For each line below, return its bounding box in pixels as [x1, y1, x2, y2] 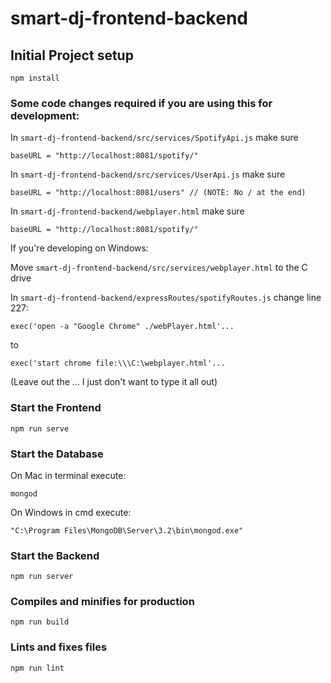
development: [10, 108, 80, 122]
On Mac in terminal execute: [10, 469, 127, 481]
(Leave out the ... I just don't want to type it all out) [10, 376, 218, 388]
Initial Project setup [10, 47, 134, 64]
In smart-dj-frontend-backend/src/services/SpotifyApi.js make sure [10, 132, 299, 144]
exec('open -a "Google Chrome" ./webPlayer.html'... [10, 322, 235, 332]
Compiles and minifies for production [10, 595, 195, 609]
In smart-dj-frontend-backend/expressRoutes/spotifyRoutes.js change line [10, 292, 322, 304]
